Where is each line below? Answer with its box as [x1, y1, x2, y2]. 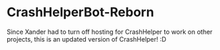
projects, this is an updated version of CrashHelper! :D [6, 35, 167, 43]
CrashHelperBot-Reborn [6, 4, 154, 20]
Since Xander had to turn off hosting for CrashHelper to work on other [6, 27, 213, 36]
